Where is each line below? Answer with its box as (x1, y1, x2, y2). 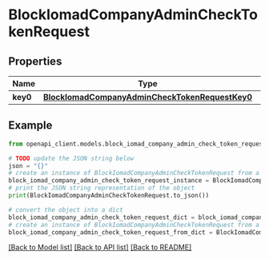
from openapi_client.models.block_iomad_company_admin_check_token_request (8, 140, 267, 148)
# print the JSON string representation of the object (8, 184, 195, 193)
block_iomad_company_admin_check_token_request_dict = (8, 213, 195, 221)
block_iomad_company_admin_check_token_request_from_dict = (8, 228, 214, 237)
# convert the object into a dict (8, 205, 124, 213)
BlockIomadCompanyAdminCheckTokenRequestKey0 (42, 92, 253, 102)
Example (8, 118, 53, 133)
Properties (8, 54, 62, 68)
